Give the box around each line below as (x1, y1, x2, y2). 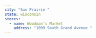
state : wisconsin (4, 12, 41, 17)
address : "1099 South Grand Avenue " (13, 26, 92, 31)
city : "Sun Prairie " (4, 7, 50, 12)
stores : (4, 16, 21, 21)
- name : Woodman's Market (9, 21, 63, 26)
